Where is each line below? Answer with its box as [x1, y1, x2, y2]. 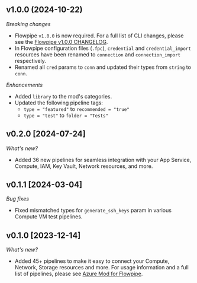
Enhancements [6, 81, 43, 88]
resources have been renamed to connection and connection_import [14, 50, 181, 58]
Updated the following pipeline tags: [14, 99, 104, 106]
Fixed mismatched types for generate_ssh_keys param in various [14, 207, 172, 214]
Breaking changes [6, 20, 51, 27]
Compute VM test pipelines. [14, 213, 83, 220]
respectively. [14, 57, 46, 64]
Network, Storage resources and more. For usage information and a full [14, 264, 189, 271]
